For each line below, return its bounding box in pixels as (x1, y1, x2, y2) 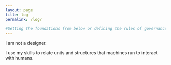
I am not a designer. (5, 40, 47, 46)
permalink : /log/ (5, 17, 42, 22)
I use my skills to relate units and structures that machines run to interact (5, 50, 158, 56)
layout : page (5, 7, 33, 13)
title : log (5, 12, 28, 17)
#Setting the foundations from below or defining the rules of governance (5, 26, 167, 31)
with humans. (5, 55, 34, 61)
